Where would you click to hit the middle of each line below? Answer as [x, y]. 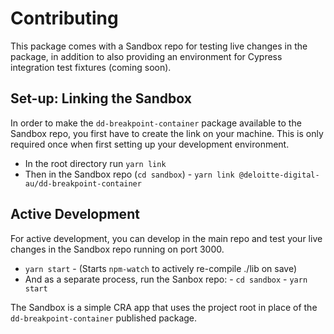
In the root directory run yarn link [95, 163]
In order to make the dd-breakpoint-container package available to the [156, 123]
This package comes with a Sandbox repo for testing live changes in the [159, 46]
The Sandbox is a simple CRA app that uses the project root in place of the [164, 307]
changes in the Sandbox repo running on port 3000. [117, 249]
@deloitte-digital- [279, 175]
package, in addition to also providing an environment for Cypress [146, 56]
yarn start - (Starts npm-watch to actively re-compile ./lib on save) [161, 268]
